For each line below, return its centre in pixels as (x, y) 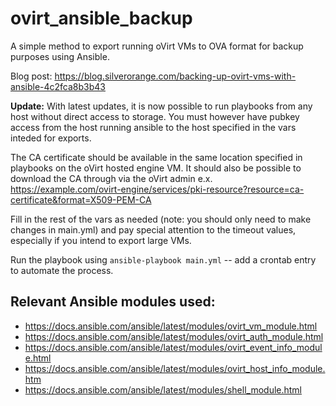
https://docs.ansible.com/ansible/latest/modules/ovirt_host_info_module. (175, 368)
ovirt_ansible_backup (101, 18)
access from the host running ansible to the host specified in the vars (153, 127)
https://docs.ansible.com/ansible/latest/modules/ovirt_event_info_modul (173, 347)
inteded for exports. (51, 138)
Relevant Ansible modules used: (113, 302)
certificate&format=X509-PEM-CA (81, 199)
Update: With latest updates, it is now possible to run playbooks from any (161, 106)
